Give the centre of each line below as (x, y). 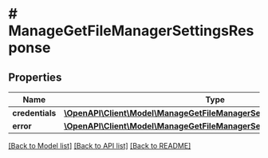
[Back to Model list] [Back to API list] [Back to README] (100, 146)
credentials (34, 113)
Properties (35, 77)
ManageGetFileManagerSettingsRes (131, 31)
